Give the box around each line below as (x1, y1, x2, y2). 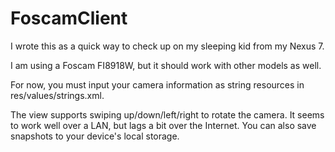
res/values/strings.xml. (10, 89, 105, 101)
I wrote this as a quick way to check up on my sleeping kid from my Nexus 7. (10, 40, 325, 52)
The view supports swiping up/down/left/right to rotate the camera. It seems (10, 108, 325, 121)
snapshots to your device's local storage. (10, 130, 180, 142)
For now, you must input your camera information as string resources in (10, 78, 305, 91)
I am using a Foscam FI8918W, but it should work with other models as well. (10, 59, 322, 71)
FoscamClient (10, 7, 128, 30)
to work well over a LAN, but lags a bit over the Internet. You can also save (10, 119, 317, 131)
